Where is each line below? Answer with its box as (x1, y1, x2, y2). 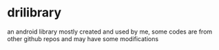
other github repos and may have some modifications (7, 34, 159, 42)
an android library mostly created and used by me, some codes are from (7, 27, 213, 36)
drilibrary (7, 5, 62, 21)
